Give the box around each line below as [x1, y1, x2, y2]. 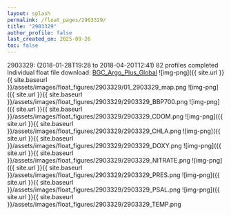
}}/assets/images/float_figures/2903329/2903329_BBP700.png [7, 98, 188, 105]
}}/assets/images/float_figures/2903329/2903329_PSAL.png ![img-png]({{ [7, 185, 221, 194]
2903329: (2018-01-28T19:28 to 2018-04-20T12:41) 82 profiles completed [7, 61, 219, 69]
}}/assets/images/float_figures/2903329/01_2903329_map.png [7, 83, 187, 91]
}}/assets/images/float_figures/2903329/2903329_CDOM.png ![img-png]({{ [7, 112, 223, 121]
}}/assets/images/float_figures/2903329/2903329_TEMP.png [7, 201, 181, 208]
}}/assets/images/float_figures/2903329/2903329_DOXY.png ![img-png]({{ [7, 142, 222, 150]
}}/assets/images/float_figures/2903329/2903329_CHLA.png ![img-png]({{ [7, 127, 221, 135]
